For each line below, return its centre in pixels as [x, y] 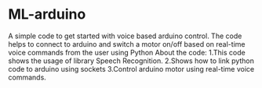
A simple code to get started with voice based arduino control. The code [125, 36]
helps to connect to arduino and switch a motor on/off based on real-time [127, 44]
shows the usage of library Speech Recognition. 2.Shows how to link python [131, 61]
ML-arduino [47, 14]
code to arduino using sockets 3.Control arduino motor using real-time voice [131, 69]
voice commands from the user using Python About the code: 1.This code [127, 52]
